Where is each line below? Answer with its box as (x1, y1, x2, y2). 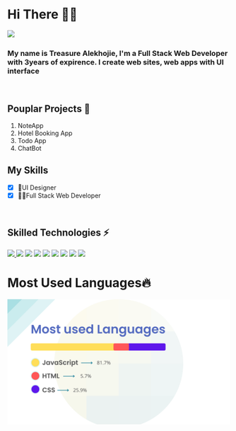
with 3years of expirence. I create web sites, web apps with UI (7, 57, 224, 67)
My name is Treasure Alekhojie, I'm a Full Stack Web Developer (7, 48, 228, 58)
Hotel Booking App (17, 129, 73, 137)
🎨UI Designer (17, 183, 57, 192)
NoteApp (17, 122, 44, 130)
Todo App (17, 137, 47, 145)
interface (7, 66, 40, 76)
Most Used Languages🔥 (7, 275, 151, 291)
